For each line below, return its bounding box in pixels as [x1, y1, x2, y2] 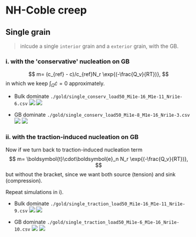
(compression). [5, 177, 43, 185]
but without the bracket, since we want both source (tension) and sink [5, 171, 176, 178]
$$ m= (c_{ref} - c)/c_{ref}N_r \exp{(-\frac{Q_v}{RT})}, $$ [28, 71, 169, 78]
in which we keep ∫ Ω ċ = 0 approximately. [5, 80, 105, 88]
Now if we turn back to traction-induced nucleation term [5, 146, 143, 153]
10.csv [14, 226, 31, 233]
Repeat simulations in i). [5, 189, 64, 196]
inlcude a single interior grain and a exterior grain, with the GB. [19, 42, 179, 50]
